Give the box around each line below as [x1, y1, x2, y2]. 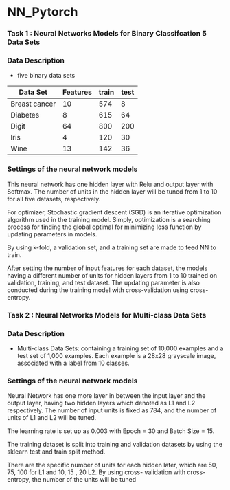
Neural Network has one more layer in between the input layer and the [7, 392, 206, 400]
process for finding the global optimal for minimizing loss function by [7, 223, 202, 231]
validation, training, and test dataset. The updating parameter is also [7, 278, 200, 287]
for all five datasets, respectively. [7, 194, 101, 203]
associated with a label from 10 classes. [16, 359, 130, 367]
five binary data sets [16, 71, 76, 80]
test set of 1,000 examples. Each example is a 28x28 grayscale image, [16, 351, 216, 359]
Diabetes [10, 111, 40, 120]
